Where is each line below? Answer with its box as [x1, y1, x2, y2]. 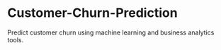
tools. [7, 35, 24, 44]
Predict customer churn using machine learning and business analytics [7, 28, 215, 37]
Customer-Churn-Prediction [7, 5, 178, 21]
